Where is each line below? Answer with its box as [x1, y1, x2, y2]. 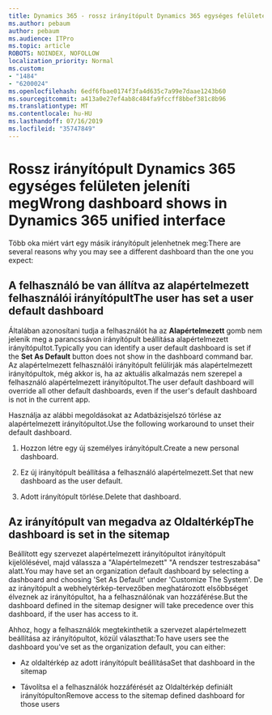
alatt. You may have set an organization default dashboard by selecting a [8, 566, 249, 576]
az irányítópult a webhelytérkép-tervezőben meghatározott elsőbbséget [8, 584, 249, 594]
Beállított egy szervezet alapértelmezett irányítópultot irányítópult [8, 549, 226, 559]
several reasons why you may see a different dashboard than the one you [8, 246, 253, 256]
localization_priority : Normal [8, 57, 114, 66]
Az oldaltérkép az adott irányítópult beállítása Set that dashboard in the [19, 658, 255, 668]
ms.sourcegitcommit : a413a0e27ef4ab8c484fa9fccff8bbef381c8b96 [8, 95, 227, 103]
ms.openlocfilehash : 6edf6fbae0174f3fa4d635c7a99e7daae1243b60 [8, 87, 227, 96]
